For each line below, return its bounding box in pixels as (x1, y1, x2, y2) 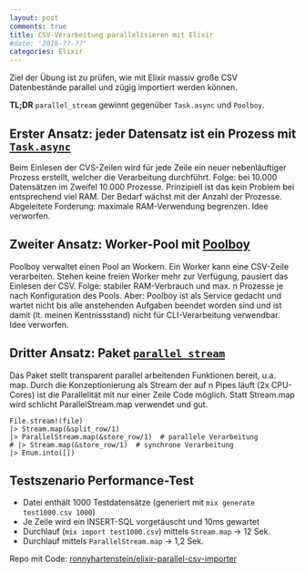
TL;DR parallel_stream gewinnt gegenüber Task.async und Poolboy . (9, 99, 265, 110)
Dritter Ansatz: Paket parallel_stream (9, 345, 226, 361)
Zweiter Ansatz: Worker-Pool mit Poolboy (9, 237, 250, 252)
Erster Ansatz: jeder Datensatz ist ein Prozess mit (9, 126, 297, 141)
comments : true (9, 22, 67, 31)
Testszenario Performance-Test (9, 473, 194, 488)
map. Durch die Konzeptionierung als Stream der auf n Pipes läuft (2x (9, 379, 270, 390)
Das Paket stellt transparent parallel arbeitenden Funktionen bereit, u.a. (9, 370, 276, 381)
